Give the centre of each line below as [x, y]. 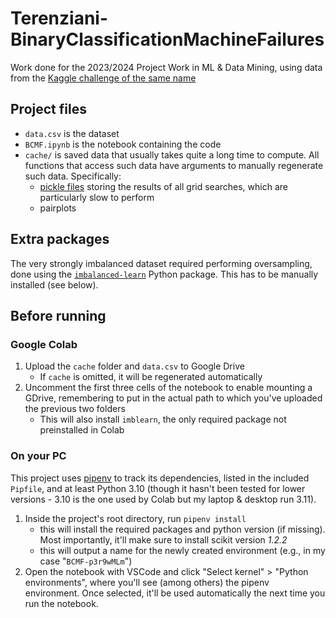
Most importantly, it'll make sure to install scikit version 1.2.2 [163, 539]
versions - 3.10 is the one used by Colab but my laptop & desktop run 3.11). [163, 499]
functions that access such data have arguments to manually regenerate [174, 165]
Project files [48, 109]
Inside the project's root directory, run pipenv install [135, 518]
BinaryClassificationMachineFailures [167, 39]
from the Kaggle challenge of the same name [103, 78]
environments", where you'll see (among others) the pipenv [147, 582]
